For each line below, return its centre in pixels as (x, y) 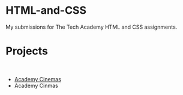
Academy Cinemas (37, 79)
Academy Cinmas (36, 85)
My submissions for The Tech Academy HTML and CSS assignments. (91, 27)
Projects (27, 51)
